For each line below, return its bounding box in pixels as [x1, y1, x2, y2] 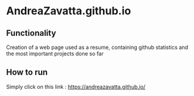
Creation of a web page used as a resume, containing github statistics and [6, 44, 189, 51]
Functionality [6, 28, 57, 38]
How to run [6, 67, 48, 78]
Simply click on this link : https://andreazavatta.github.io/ [6, 83, 146, 90]
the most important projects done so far [6, 50, 104, 57]
